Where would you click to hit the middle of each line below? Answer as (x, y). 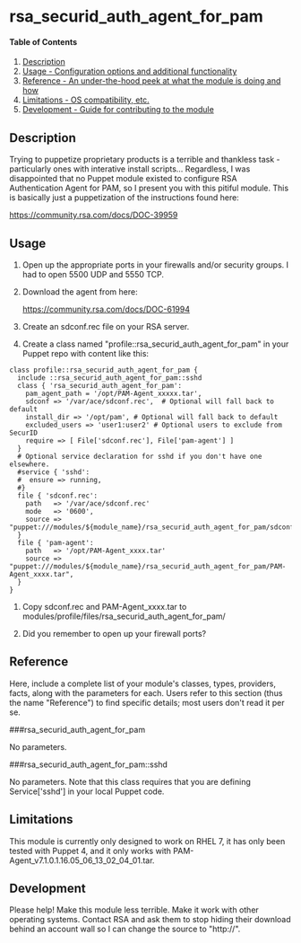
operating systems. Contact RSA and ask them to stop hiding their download (150, 920)
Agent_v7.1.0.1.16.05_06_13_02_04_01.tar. (82, 860)
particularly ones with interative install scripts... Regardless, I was (130, 169)
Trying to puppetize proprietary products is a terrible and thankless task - (145, 160)
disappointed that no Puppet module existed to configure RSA (123, 179)
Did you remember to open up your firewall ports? (114, 634)
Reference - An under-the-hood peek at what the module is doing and (151, 81)
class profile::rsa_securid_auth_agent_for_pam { (104, 370)
